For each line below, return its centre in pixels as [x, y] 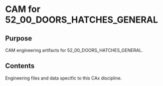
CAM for [23, 9]
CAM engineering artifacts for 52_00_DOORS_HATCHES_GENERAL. [74, 50]
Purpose [19, 38]
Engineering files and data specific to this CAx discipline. [64, 78]
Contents [20, 66]
